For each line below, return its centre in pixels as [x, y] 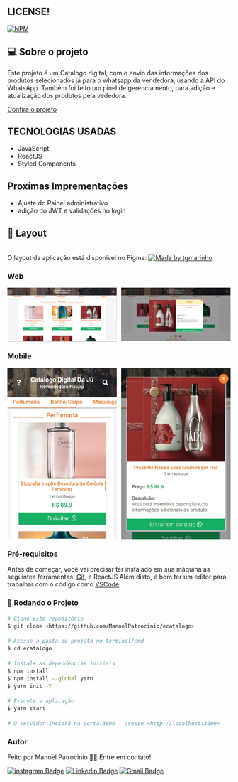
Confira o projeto [32, 109]
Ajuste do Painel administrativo [63, 203]
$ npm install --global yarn [50, 678]
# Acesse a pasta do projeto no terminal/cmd [75, 641]
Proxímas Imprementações [68, 186]
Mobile [19, 356]
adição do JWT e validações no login [72, 211]
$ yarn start [27, 709]
